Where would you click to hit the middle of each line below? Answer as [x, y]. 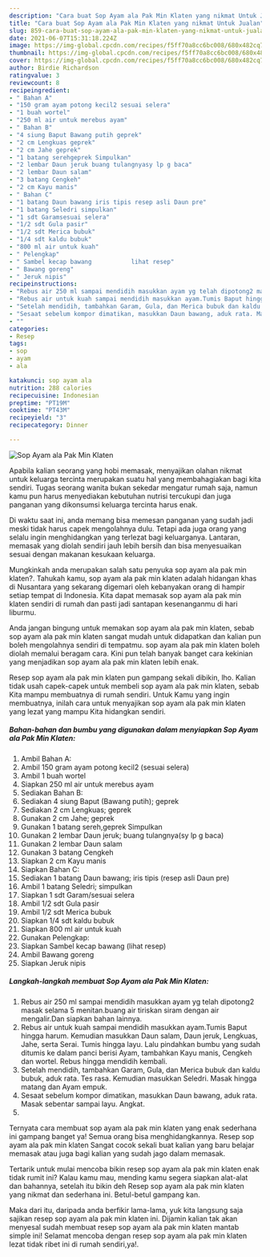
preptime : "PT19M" [40, 403]
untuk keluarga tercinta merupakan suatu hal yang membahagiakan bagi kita [135, 479]
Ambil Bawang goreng [57, 954]
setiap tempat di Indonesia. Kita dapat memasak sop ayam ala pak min [125, 595]
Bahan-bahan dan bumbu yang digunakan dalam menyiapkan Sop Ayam [134, 730]
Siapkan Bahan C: [50, 869]
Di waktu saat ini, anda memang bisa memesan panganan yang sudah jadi [131, 520]
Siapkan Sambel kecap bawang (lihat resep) [93, 946]
